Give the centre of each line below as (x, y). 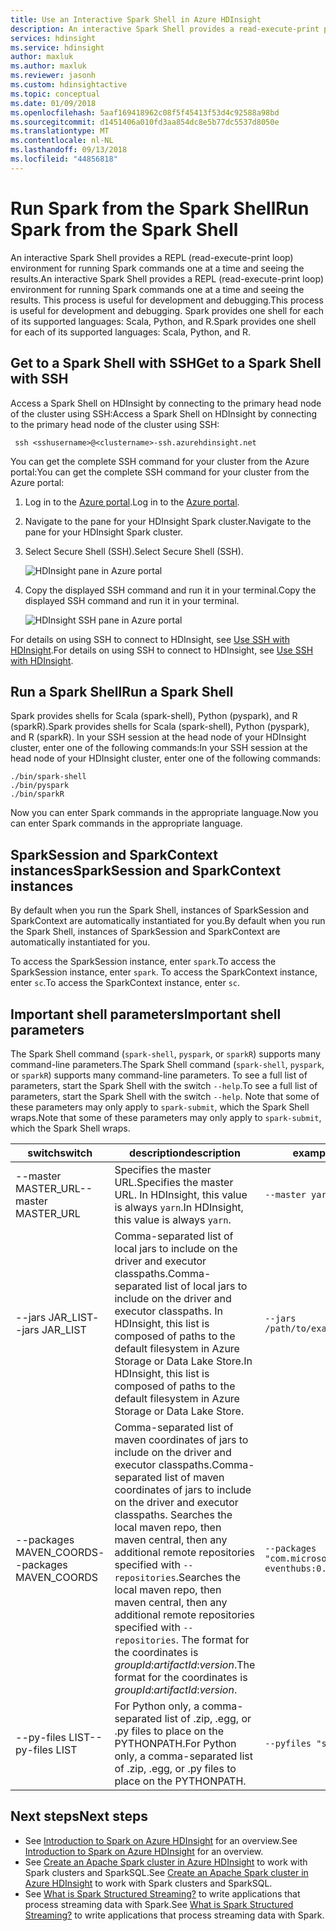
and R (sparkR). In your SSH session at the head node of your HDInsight (158, 737)
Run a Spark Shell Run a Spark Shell (122, 691)
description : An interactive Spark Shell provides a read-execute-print (165, 29)
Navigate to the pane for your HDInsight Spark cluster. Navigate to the (168, 521)
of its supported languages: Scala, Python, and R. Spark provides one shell (163, 321)
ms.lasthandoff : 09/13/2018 (69, 150)
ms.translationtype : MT (60, 131)
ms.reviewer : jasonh (53, 76)
